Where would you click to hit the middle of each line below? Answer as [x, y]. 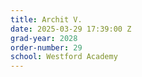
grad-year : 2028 [44, 38]
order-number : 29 [46, 47]
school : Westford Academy [64, 57]
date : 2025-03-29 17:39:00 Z [71, 29]
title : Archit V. [46, 19]
